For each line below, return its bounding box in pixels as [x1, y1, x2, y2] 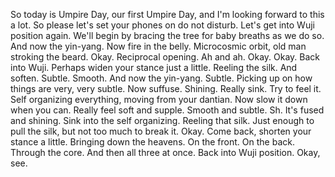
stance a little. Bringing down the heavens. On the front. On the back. [10, 136, 295, 148]
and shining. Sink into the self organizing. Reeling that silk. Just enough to [10, 115, 315, 126]
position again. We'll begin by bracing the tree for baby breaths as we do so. [10, 30, 325, 41]
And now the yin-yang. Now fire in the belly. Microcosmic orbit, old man [10, 40, 307, 52]
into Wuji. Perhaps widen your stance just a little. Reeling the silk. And [10, 62, 298, 73]
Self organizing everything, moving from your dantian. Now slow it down [10, 94, 308, 105]
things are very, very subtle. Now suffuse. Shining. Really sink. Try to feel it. [10, 83, 322, 94]
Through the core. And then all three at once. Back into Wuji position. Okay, [10, 147, 321, 158]
